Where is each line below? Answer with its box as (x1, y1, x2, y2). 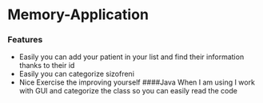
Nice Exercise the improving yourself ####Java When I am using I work (18, 77, 255, 87)
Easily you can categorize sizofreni (18, 69, 135, 79)
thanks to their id (18, 61, 75, 70)
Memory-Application (7, 6, 149, 24)
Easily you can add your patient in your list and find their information (18, 52, 245, 61)
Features (7, 34, 43, 46)
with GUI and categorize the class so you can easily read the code (18, 86, 237, 96)
